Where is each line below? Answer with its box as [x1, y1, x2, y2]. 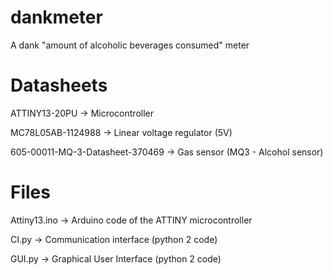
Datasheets [10, 74, 108, 97]
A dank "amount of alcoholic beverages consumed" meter [10, 39, 250, 51]
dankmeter [10, 6, 103, 29]
